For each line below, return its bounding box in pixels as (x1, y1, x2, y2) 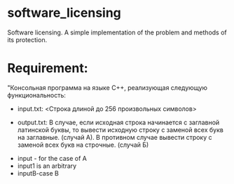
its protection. (7, 35, 48, 44)
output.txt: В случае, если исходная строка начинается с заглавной (17, 118, 220, 126)
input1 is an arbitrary (17, 162, 77, 170)
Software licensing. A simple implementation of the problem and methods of (7, 28, 228, 37)
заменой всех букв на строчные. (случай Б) (17, 140, 149, 149)
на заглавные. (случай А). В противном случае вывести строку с (17, 133, 212, 141)
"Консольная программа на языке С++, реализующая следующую (7, 83, 208, 92)
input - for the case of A (17, 154, 88, 162)
